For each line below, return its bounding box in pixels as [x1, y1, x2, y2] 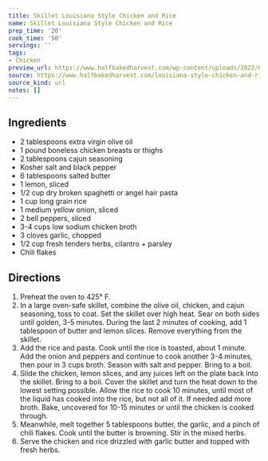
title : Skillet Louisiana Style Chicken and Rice [8, 11, 177, 20]
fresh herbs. [19, 445, 61, 455]
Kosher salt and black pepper [19, 162, 117, 172]
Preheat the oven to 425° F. [19, 292, 111, 301]
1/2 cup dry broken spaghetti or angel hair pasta [19, 188, 178, 198]
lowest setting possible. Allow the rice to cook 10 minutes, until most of [19, 386, 254, 395]
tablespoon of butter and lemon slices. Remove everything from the [19, 326, 242, 335]
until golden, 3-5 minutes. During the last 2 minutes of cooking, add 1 [19, 318, 247, 327]
